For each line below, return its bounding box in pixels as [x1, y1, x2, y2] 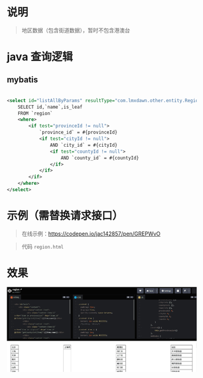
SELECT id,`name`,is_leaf [17, 104, 83, 110]
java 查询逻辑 [7, 50, 73, 64]
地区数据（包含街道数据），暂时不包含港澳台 [21, 27, 130, 34]
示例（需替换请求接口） [7, 209, 123, 223]
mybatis [7, 74, 39, 85]
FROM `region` [17, 110, 53, 117]
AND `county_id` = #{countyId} [60, 155, 139, 161]
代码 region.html [21, 243, 64, 250]
